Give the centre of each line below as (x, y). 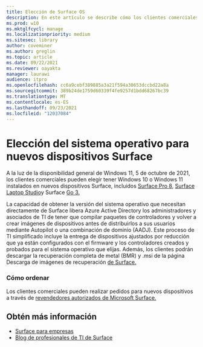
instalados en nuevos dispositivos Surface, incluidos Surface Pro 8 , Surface (101, 186)
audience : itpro (27, 79)
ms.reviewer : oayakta (34, 68)
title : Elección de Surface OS (46, 12)
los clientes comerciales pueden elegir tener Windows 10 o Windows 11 (95, 180)
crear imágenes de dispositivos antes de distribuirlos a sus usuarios (91, 224)
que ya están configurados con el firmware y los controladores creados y (98, 243)
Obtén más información (52, 317)
